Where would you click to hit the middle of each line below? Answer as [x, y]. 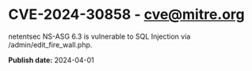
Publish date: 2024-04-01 [51, 60]
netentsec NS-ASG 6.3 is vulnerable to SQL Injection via [99, 36]
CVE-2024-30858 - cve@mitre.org [127, 15]
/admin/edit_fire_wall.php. [50, 44]
